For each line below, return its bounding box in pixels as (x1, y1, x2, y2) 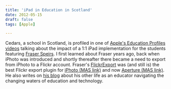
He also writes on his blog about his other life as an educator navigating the (5, 72, 164, 79)
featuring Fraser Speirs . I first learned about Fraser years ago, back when (5, 51, 160, 57)
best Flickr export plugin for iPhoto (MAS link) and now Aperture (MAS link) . (5, 67, 165, 73)
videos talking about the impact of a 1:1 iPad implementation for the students (5, 45, 166, 51)
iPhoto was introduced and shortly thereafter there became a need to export (5, 56, 166, 63)
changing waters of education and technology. (5, 78, 104, 84)
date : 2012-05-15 (5, 12, 42, 17)
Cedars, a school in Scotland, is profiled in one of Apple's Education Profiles (5, 40, 166, 46)
